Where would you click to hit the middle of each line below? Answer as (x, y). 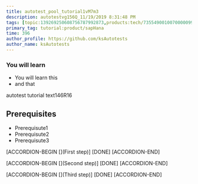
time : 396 (18, 34)
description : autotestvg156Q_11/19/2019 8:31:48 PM (71, 17)
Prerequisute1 (31, 128)
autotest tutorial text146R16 (39, 95)
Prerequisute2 (32, 134)
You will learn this (36, 78)
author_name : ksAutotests (38, 45)
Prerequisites (31, 114)
